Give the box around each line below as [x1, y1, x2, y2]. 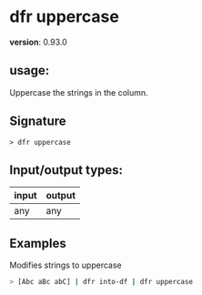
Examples [9, 235, 66, 251]
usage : [9, 63, 50, 78]
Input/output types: [9, 162, 124, 178]
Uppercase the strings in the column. [9, 86, 148, 97]
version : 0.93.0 [9, 36, 68, 47]
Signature [9, 114, 66, 129]
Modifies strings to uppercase [9, 259, 122, 270]
